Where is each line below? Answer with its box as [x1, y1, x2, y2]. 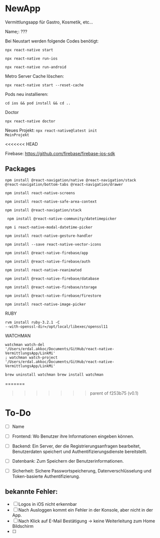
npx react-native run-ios [5, 56, 58, 61]
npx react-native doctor [5, 118, 56, 124]
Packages [5, 165, 36, 173]
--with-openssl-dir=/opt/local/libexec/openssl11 [5, 324, 108, 329]
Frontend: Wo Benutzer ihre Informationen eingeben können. [12, 433, 134, 439]
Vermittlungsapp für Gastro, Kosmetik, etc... [5, 19, 94, 25]
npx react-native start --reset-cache [5, 83, 84, 88]
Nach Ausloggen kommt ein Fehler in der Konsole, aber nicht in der [18, 507, 153, 513]
